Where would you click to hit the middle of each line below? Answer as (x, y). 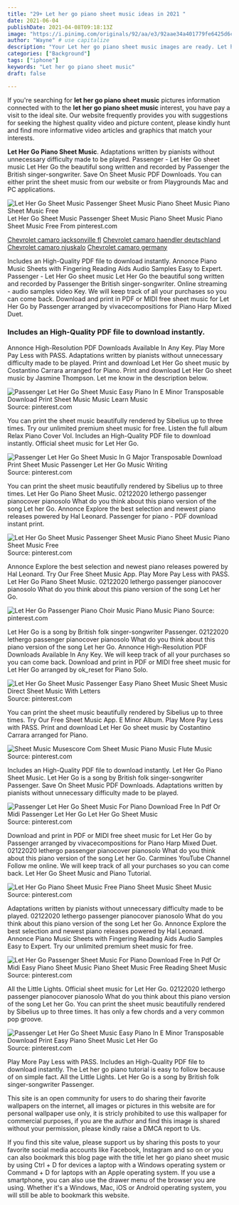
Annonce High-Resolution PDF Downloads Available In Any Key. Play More (116, 347)
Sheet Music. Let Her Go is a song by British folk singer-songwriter (105, 777)
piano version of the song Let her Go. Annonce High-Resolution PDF (107, 647)
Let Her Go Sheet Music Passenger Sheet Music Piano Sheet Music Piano (115, 218)
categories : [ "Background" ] (49, 54)
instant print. (26, 524)
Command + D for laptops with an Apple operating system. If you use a (111, 1172)
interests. (21, 138)
